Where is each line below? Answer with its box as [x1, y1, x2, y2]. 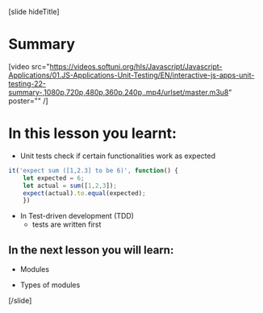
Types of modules [19, 280, 81, 290]
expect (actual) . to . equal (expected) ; [23, 189, 147, 197]
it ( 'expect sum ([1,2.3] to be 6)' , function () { [8, 166, 179, 174]
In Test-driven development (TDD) [19, 211, 135, 221]
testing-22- [8, 78, 47, 88]
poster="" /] [8, 96, 48, 106]
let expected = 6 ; [23, 173, 85, 182]
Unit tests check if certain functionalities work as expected [19, 151, 216, 161]
